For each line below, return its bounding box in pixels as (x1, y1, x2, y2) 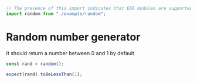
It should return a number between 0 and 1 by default (6, 49, 135, 56)
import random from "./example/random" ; (6, 10, 107, 17)
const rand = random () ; (6, 61, 64, 67)
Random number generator (6, 30, 141, 44)
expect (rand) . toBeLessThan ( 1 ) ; (6, 71, 83, 77)
